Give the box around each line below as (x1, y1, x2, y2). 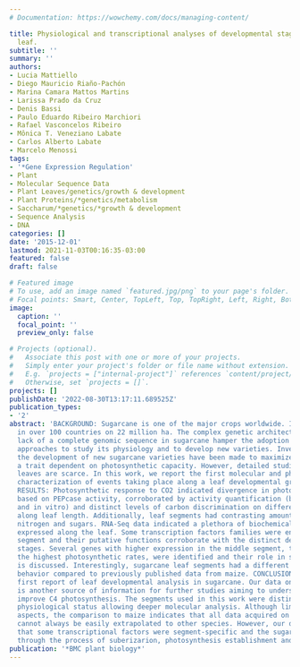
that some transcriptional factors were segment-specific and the (17, 628, 270, 637)
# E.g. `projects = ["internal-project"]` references (9, 369, 221, 379)
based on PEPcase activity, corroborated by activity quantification (17, 494, 281, 503)
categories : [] (9, 229, 66, 238)
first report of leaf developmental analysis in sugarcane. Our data (17, 577, 281, 586)
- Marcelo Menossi (9, 146, 78, 155)
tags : (9, 154, 29, 163)
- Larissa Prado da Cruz (9, 96, 102, 105)
